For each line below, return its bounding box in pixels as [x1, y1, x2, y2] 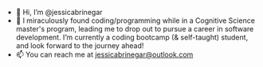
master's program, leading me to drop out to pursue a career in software [15, 24, 254, 33]
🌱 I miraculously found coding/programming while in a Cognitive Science [15, 16, 255, 25]
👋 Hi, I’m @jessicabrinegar [15, 8, 103, 17]
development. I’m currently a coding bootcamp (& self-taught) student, [15, 32, 249, 42]
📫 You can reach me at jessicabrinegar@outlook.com [15, 50, 194, 59]
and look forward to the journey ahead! [15, 41, 144, 50]
